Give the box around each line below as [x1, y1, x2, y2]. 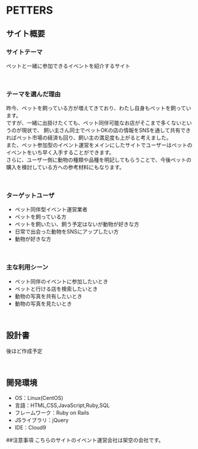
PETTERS [6, 4, 53, 17]
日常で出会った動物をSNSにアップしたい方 [14, 228, 119, 235]
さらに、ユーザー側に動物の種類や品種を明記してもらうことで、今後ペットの [6, 156, 192, 163]
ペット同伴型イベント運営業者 [14, 206, 87, 213]
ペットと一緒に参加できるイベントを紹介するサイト [6, 62, 131, 69]
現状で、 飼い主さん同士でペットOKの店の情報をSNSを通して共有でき [21, 127, 191, 134]
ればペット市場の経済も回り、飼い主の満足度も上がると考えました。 [6, 134, 172, 141]
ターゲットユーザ [6, 192, 55, 200]
